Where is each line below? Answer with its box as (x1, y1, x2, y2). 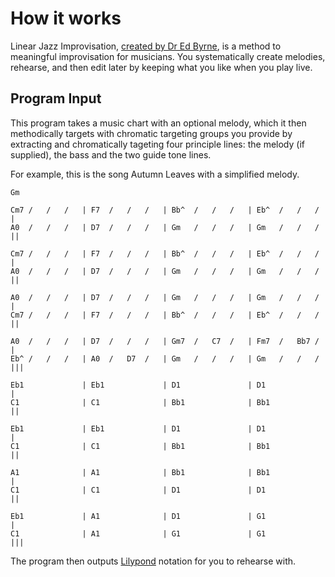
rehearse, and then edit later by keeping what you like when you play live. (10, 61, 313, 73)
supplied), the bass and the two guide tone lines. (10, 148, 212, 161)
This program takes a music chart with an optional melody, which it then (10, 117, 307, 129)
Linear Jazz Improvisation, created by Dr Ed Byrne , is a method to (10, 40, 282, 52)
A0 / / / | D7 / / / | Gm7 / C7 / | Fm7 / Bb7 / (10, 336, 320, 346)
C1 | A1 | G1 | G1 (10, 528, 267, 539)
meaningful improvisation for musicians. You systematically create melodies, (10, 50, 326, 62)
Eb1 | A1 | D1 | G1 (10, 511, 267, 521)
